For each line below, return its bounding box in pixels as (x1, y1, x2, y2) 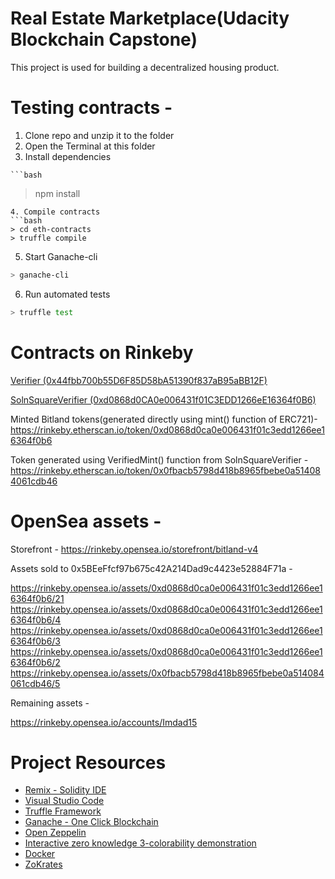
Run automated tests (24, 288, 111, 300)
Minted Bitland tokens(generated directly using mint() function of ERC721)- (10, 413, 318, 425)
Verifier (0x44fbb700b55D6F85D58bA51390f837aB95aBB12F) (10, 374, 268, 386)
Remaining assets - (10, 697, 90, 709)
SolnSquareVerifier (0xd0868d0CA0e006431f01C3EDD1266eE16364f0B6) (10, 393, 317, 406)
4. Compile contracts (10, 207, 101, 217)
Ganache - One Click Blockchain (24, 816, 159, 828)
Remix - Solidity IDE (24, 784, 107, 796)
